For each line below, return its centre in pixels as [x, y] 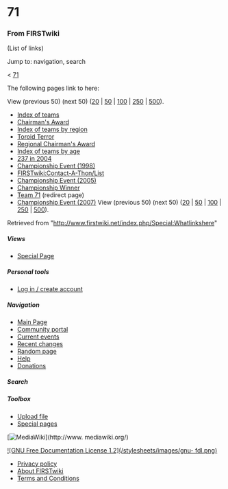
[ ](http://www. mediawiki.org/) [68, 437]
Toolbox [19, 399]
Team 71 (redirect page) [50, 195]
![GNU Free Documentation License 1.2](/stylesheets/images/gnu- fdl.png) [112, 450]
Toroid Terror [36, 137]
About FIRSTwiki [40, 470]
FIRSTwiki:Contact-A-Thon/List [61, 173]
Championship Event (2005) [57, 181]
